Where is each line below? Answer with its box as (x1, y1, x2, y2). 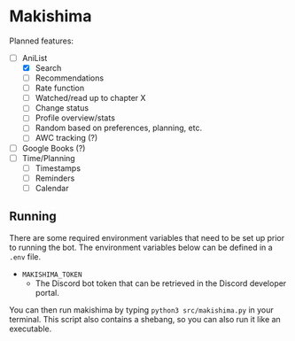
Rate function (35, 82, 85, 94)
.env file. (9, 251, 42, 262)
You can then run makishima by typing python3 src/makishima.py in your (9, 304, 275, 315)
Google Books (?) (21, 143, 86, 153)
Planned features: (9, 35, 74, 46)
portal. (35, 287, 59, 298)
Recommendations (35, 73, 105, 83)
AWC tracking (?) (35, 133, 98, 143)
